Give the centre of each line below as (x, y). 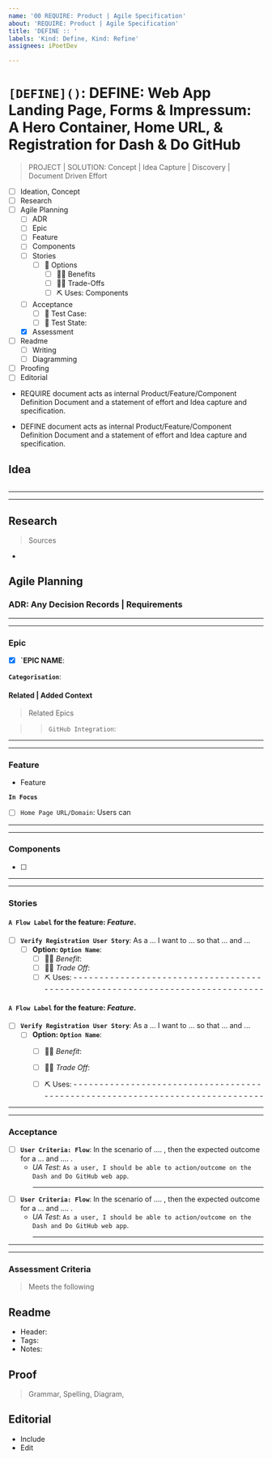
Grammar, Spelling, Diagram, (76, 1394)
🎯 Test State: (66, 322)
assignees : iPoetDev (43, 46)
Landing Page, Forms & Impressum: (130, 111)
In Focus (23, 798)
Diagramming (55, 359)
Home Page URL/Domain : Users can (75, 813)
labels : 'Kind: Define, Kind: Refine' (74, 38)
